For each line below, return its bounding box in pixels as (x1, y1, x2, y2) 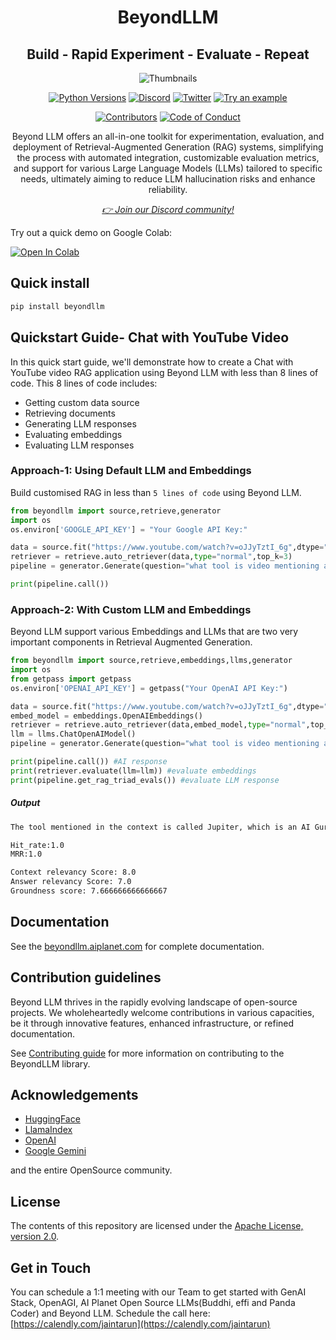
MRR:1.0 (10, 849, 43, 860)
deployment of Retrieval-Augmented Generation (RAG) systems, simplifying (12, 141, 324, 153)
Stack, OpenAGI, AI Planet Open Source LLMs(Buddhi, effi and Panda (10, 1297, 296, 1308)
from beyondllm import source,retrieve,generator (10, 506, 222, 516)
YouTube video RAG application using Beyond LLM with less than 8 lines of (10, 366, 319, 378)
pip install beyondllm (10, 301, 105, 311)
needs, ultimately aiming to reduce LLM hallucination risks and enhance (20, 173, 316, 185)
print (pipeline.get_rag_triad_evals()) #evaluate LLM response (10, 775, 280, 785)
